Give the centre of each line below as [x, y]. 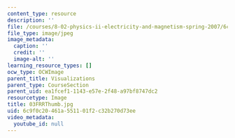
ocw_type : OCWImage [36, 72]
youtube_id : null [39, 124]
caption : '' [31, 46]
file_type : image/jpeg [40, 33]
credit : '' [29, 53]
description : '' [31, 20]
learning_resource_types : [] [50, 66]
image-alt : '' [34, 59]
